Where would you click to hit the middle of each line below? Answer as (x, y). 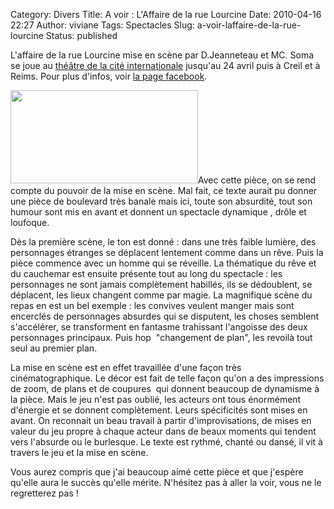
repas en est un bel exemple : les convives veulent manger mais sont (152, 305)
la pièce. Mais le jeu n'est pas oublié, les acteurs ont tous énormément (156, 399)
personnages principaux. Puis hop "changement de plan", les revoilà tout (161, 337)
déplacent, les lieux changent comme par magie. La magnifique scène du (161, 295)
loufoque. (30, 222)
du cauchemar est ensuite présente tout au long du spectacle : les (146, 273)
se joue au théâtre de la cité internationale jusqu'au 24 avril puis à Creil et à (165, 65)
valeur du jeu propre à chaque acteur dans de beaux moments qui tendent (163, 431)
